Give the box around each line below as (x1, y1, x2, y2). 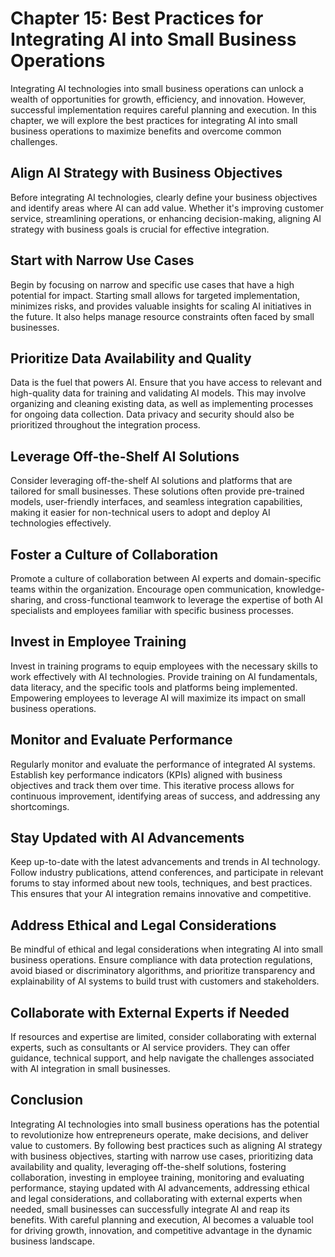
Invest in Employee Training (10, 633, 187, 651)
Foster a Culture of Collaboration (10, 546, 219, 563)
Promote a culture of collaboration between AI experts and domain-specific (10, 573, 322, 584)
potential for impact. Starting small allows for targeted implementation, (10, 289, 301, 301)
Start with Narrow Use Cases (10, 252, 195, 269)
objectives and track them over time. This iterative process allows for (10, 779, 295, 791)
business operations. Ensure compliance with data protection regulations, (10, 954, 313, 966)
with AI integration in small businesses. (10, 1063, 171, 1075)
